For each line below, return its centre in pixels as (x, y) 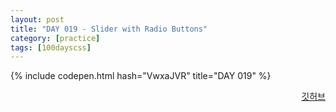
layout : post (37, 19)
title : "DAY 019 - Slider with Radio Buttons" (109, 29)
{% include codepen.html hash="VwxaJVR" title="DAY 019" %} (141, 76)
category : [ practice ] (55, 38)
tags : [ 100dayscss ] (51, 47)
